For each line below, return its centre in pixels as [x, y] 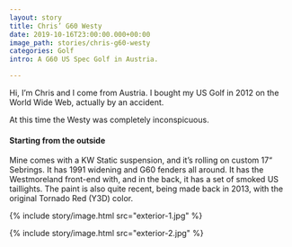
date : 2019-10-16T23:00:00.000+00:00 [80, 34]
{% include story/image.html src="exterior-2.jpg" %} [106, 234]
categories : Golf [42, 51]
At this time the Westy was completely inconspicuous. [109, 119]
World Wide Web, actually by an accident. [87, 102]
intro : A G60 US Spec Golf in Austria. [84, 59]
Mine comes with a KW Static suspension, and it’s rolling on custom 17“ [141, 160]
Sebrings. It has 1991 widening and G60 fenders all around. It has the [137, 170]
